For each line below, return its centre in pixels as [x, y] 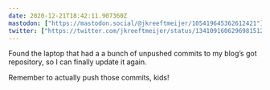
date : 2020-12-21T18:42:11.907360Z [68, 16]
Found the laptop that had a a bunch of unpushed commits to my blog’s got [133, 54]
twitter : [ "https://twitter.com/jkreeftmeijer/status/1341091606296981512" [138, 31]
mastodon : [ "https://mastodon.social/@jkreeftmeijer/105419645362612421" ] [136, 23]
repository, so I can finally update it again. [78, 62]
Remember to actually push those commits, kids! [89, 78]
